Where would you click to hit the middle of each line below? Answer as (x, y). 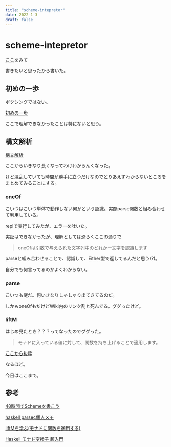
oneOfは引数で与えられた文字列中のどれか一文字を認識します (83, 248)
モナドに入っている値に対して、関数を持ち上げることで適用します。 (89, 342)
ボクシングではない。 (28, 102)
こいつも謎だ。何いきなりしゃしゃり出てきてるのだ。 (61, 295)
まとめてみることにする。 (33, 183)
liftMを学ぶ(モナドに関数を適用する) (43, 428)
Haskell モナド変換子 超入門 (35, 439)
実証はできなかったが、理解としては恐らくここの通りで (63, 237)
